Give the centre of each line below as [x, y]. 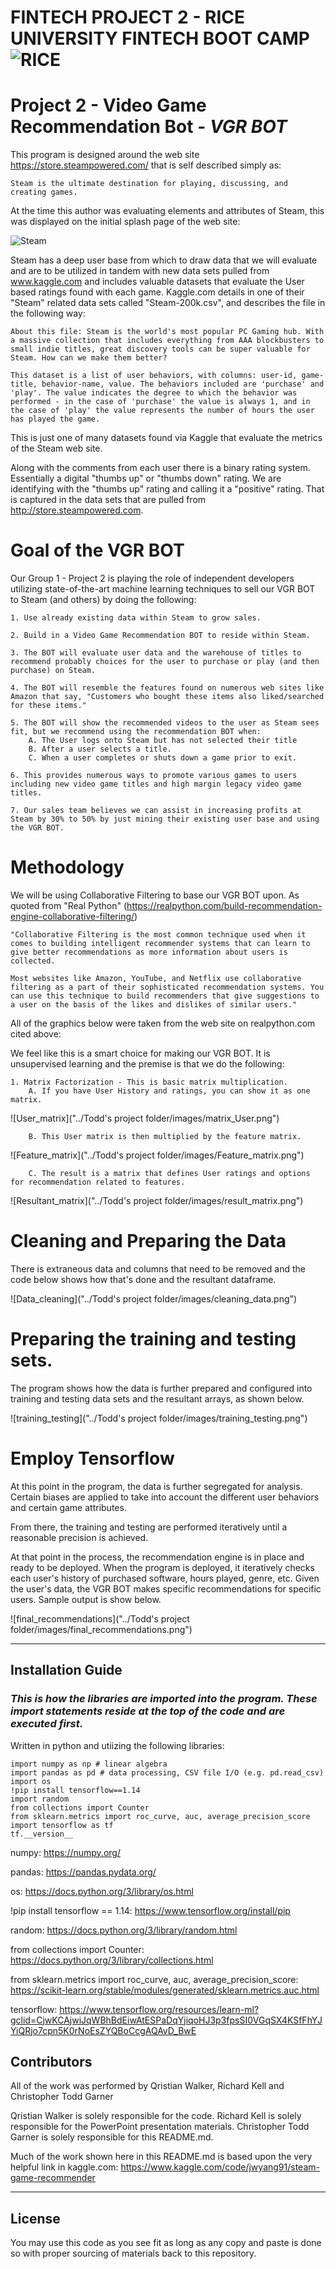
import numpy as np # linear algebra [89, 1764]
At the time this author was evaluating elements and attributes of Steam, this [167, 211]
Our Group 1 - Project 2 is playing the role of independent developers [152, 578]
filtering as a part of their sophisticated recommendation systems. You [167, 987]
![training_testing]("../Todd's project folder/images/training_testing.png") [159, 1418]
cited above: [36, 1034]
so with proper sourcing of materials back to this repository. [133, 2253]
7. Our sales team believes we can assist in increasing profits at [156, 811]
